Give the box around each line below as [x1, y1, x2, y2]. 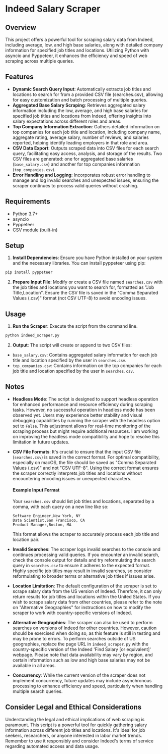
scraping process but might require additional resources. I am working [12, 428, 158, 434]
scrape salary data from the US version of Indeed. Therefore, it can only [12, 588, 162, 594]
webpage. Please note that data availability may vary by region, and [12, 652, 153, 658]
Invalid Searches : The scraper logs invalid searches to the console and [12, 546, 161, 552]
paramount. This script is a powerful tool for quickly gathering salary [5, 722, 147, 728]
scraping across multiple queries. [5, 58, 74, 64]
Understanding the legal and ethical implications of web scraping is [5, 716, 145, 722]
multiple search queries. [12, 688, 63, 694]
